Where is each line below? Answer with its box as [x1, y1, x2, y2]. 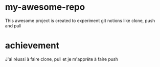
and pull [5, 22, 22, 28]
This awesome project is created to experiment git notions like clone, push [5, 18, 155, 23]
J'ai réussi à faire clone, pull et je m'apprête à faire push [5, 56, 118, 62]
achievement [5, 40, 60, 51]
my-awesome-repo [5, 1, 85, 13]
